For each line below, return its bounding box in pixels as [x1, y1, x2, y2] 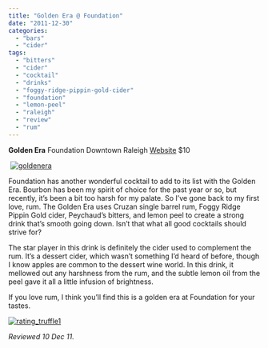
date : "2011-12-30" [8, 19, 74, 27]
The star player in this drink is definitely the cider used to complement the [8, 242, 252, 252]
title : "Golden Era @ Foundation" [8, 11, 124, 20]
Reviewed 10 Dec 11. [8, 331, 74, 341]
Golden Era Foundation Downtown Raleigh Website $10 [8, 145, 190, 154]
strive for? [8, 227, 42, 237]
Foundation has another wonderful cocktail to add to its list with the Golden [8, 176, 256, 186]
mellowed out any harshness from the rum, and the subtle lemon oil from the [8, 268, 261, 278]
